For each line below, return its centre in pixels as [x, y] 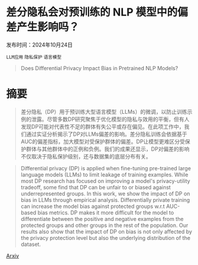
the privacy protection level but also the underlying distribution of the [106, 238]
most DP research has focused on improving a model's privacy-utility [105, 181]
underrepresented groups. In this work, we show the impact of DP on [105, 194]
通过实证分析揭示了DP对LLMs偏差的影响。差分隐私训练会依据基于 [106, 134]
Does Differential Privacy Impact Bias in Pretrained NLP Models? [99, 68]
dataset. [31, 244]
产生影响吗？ [48, 27]
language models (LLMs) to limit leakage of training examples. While [104, 174]
